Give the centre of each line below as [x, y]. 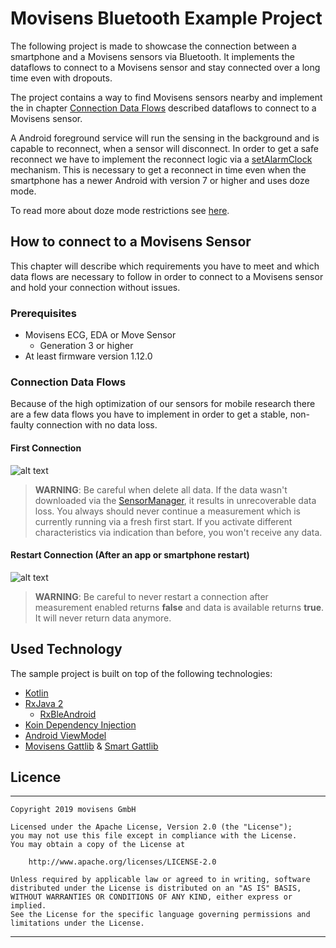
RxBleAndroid [68, 714]
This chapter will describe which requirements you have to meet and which [165, 266]
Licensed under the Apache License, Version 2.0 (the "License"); [151, 827]
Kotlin [36, 693]
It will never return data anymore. [103, 618]
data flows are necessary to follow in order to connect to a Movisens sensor [167, 276]
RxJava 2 [44, 703]
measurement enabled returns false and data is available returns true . [179, 607]
